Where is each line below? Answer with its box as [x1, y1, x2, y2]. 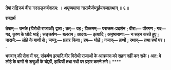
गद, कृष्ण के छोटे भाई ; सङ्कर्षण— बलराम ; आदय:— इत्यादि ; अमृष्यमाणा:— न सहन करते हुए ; [5, 31, 159, 37]
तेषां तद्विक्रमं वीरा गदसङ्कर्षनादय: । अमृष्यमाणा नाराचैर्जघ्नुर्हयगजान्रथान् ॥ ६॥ [5, 5, 129, 11]
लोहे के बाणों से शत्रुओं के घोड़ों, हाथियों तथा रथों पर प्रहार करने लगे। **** [5, 59, 122, 64]
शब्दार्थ [5, 15, 16, 21]
